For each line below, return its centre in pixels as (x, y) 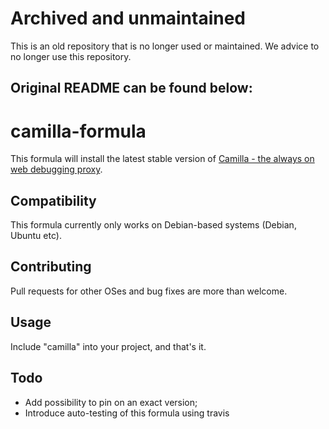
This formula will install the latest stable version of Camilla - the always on (162, 159)
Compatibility (53, 200)
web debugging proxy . (56, 169)
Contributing (51, 267)
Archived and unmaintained (128, 18)
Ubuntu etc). (36, 236)
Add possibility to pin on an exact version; (111, 402)
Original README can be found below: (131, 88)
